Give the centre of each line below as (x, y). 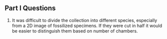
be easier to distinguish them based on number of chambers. (75, 31)
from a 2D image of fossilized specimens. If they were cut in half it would (87, 25)
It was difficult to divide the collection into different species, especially (84, 20)
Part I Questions (30, 8)
